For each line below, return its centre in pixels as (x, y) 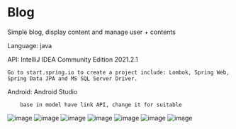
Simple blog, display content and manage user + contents (91, 32)
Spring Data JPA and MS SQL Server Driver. (73, 79)
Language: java (30, 45)
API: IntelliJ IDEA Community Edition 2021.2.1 (73, 59)
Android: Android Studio (43, 91)
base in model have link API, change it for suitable (101, 105)
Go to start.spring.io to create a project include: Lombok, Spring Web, (119, 72)
